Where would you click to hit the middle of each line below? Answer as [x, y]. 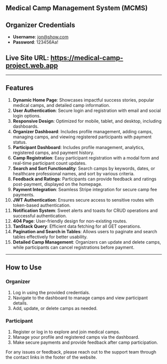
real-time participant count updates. [50, 163]
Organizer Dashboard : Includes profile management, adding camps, [83, 131]
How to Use [24, 268]
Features [20, 88]
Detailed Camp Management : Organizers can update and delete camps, [87, 242]
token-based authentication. [42, 205]
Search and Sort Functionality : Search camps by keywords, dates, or [84, 168]
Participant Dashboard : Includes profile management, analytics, [79, 147]
